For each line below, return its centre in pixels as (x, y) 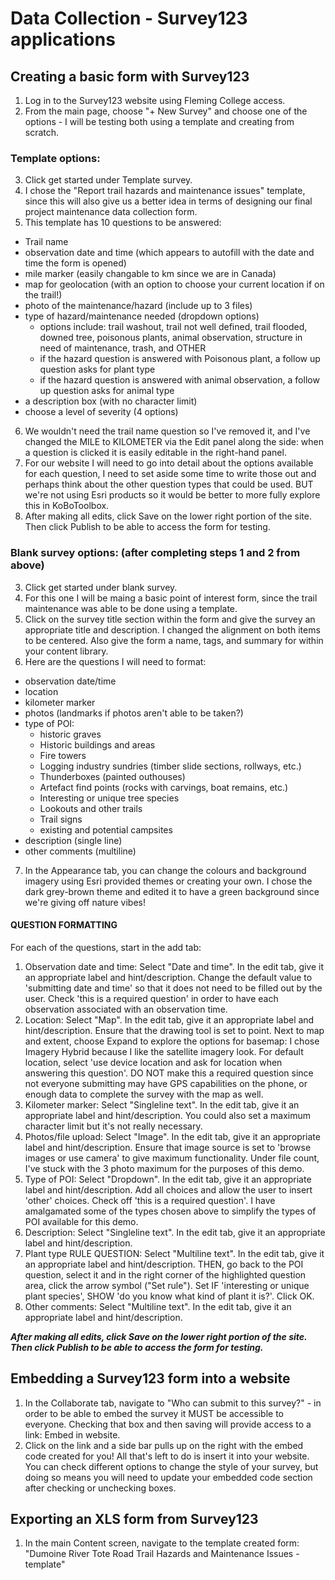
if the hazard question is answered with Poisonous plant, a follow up (180, 359)
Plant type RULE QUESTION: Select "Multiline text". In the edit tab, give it (174, 1253)
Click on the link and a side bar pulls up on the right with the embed (164, 1445)
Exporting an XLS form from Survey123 (134, 1519)
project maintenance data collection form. (111, 212)
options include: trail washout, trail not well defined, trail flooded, (173, 327)
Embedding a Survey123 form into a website (150, 1378)
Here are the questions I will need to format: (115, 661)
